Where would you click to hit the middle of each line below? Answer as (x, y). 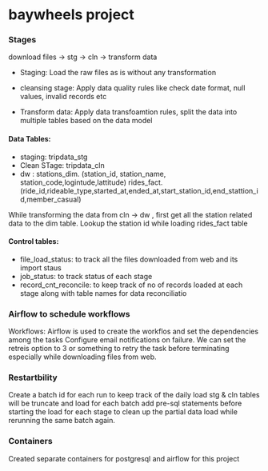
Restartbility (33, 377)
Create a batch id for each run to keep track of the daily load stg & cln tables (134, 395)
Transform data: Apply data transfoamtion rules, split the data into (128, 112)
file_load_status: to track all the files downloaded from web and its (129, 259)
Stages (22, 40)
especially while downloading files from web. (83, 357)
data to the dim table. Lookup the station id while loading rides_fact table (128, 223)
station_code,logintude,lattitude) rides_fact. (91, 182)
